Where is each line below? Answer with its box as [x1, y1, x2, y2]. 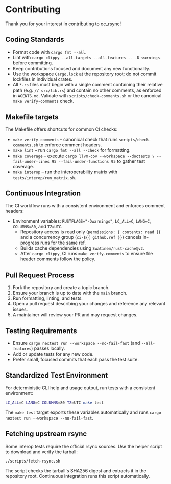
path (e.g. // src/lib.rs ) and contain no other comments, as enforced [12, 87, 162, 93]
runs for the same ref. [40, 239, 86, 246]
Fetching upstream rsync [5, 430, 87, 438]
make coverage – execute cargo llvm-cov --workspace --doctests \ [12, 152, 155, 159]
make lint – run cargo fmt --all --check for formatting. [12, 147, 131, 153]
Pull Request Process [5, 271, 75, 279]
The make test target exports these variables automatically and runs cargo [5, 409, 161, 415]
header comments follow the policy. [20, 256, 96, 262]
